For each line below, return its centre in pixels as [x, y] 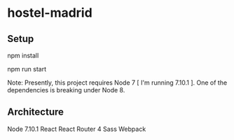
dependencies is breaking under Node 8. [66, 90]
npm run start [27, 69]
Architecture [36, 112]
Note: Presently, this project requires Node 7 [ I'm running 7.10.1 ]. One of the [117, 83]
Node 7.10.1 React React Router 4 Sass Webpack [77, 129]
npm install [23, 55]
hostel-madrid [50, 13]
